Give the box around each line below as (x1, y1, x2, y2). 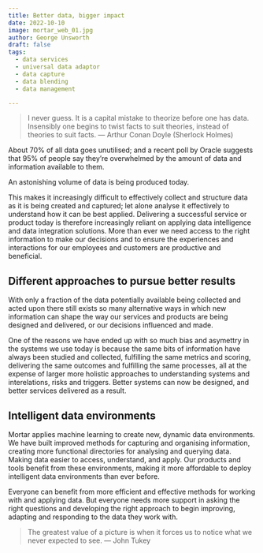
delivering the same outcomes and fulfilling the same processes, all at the (8, 361, 247, 371)
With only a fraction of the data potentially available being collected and (8, 295, 242, 305)
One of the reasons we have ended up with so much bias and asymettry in (8, 336, 250, 346)
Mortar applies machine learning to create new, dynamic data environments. (8, 430, 256, 439)
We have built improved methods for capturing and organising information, (8, 439, 250, 447)
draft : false (8, 41, 51, 49)
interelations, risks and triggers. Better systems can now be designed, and (8, 378, 250, 387)
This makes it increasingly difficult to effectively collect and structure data (8, 192, 248, 202)
